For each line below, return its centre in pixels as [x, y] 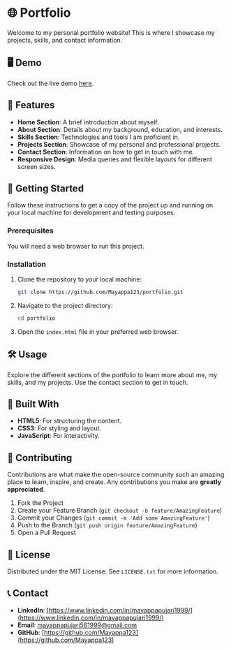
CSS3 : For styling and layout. [59, 428]
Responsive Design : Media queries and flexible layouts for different [115, 159]
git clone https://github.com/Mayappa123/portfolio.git [100, 292]
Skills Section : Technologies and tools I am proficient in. [98, 137]
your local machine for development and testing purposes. [91, 213]
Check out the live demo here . [51, 83]
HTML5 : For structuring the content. [69, 421]
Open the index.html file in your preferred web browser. [98, 331]
